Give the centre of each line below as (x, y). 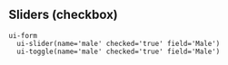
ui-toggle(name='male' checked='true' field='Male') (119, 51)
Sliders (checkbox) (64, 15)
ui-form (23, 35)
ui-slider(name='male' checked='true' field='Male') (119, 43)
